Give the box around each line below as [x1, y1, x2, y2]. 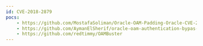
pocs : [5, 14, 19, 20]
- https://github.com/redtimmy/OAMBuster [16, 31, 122, 37]
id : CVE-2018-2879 [5, 8, 52, 15]
